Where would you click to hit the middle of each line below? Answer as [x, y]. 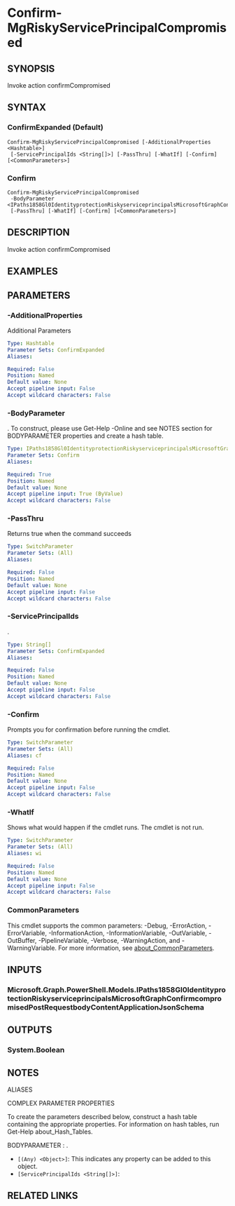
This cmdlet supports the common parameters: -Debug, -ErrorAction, [107, 925]
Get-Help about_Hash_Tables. [50, 1132]
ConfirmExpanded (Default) [55, 128]
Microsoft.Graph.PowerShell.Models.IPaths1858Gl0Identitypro [116, 989]
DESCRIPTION [38, 233]
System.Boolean [36, 1050]
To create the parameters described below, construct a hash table [102, 1117]
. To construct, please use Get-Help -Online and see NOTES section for [110, 429]
